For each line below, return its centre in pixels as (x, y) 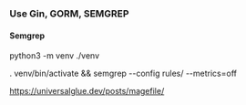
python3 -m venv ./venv (55, 56)
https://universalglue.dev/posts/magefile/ (87, 91)
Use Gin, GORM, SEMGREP (69, 14)
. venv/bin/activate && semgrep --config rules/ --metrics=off (123, 73)
